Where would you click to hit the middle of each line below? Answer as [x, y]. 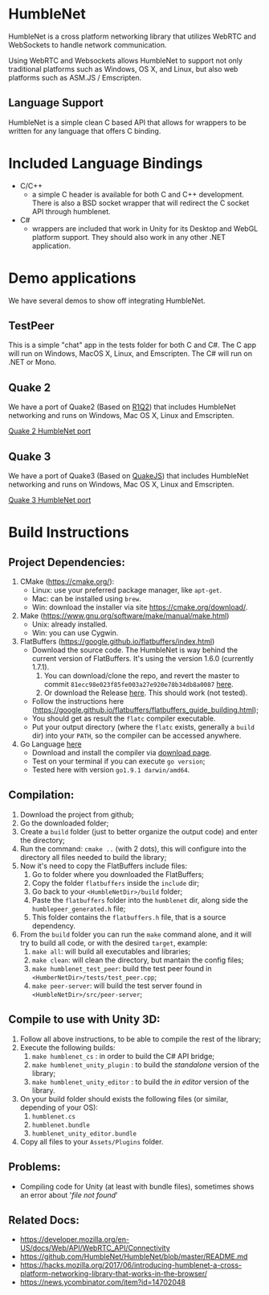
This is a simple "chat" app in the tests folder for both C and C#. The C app [132, 345]
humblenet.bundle [61, 1125]
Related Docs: [44, 1220]
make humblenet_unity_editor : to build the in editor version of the [141, 1082]
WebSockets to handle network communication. [88, 44]
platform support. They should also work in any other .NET [129, 237]
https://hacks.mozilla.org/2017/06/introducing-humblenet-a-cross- [131, 1265]
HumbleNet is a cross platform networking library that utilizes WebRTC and [132, 36]
